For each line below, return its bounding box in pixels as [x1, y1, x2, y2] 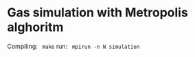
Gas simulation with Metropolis [7, 5, 189, 21]
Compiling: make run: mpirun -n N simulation [7, 42, 140, 50]
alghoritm [7, 19, 64, 35]
